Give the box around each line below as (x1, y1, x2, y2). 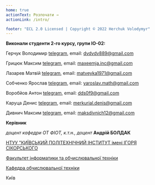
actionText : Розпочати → (6, 12, 59, 17)
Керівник (6, 120, 27, 126)
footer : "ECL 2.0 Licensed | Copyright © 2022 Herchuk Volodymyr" (6, 26, 150, 31)
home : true (6, 7, 29, 13)
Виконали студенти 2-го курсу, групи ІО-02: (6, 40, 105, 47)
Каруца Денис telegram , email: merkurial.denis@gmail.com (6, 100, 132, 106)
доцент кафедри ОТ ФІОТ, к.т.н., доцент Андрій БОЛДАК (6, 130, 131, 136)
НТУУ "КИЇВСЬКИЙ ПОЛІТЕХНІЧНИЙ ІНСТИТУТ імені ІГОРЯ (6, 139, 137, 146)
